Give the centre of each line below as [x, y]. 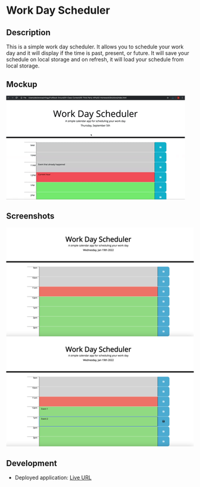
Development [32, 463]
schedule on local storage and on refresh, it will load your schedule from [95, 59]
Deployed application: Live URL [53, 477]
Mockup [22, 84]
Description [28, 33]
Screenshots [30, 216]
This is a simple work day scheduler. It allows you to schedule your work [95, 47]
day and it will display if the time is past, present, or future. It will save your [98, 53]
